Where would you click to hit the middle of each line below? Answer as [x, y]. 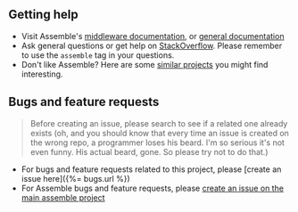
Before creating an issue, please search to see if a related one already [159, 123]
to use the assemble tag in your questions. [98, 55]
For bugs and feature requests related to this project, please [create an [151, 169]
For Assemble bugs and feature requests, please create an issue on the [153, 188]
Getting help [43, 15]
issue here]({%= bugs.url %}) [75, 178]
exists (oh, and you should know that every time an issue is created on [159, 133]
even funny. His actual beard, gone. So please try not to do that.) [149, 151]
